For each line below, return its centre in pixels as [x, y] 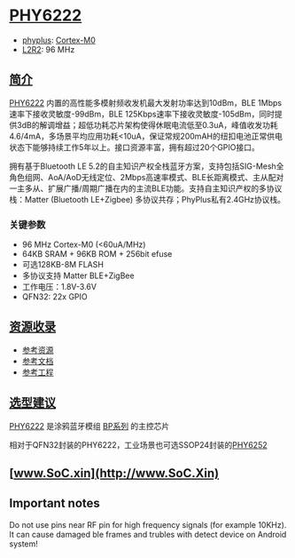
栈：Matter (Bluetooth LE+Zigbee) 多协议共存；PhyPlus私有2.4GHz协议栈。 [147, 199]
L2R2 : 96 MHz [48, 49]
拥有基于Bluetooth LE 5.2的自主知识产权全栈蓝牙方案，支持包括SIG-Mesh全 [147, 166]
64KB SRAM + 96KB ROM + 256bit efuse [97, 254]
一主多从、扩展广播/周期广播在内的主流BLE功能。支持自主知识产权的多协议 [146, 188]
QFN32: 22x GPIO [54, 297]
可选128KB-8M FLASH [63, 265]
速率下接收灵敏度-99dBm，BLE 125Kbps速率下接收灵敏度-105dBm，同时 [142, 114]
